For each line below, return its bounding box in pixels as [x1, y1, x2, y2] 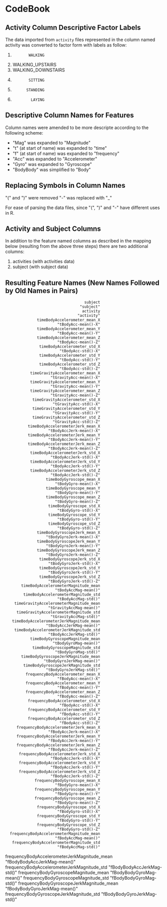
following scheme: [5, 130, 44, 136]
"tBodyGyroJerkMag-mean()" [43, 658, 100, 664]
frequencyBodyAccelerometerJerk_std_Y [18, 760, 100, 766]
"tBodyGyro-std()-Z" [57, 526, 100, 531]
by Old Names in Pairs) [5, 286, 78, 295]
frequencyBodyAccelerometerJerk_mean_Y [16, 734, 100, 739]
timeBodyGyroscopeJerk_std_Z [39, 574, 100, 580]
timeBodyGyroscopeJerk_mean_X [37, 530, 100, 535]
